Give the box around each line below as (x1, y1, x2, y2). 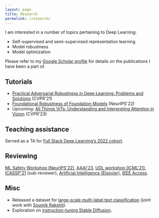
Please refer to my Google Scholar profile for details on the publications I (5, 59, 150, 64)
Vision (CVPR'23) (12, 111, 47, 117)
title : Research (5, 12, 38, 16)
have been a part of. (5, 63, 45, 69)
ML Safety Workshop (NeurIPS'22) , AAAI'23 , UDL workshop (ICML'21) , (5, 165, 146, 171)
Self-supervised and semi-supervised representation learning (12, 39, 136, 45)
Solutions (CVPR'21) (12, 95, 52, 102)
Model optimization (12, 49, 51, 55)
